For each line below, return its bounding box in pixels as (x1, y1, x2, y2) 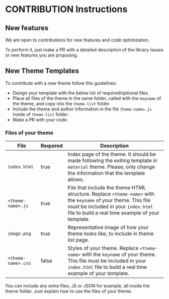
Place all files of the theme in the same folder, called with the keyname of (12, 95, 161, 101)
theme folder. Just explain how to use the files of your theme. (5, 288, 132, 294)
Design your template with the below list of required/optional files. (12, 90, 149, 96)
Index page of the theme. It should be (67, 151, 156, 158)
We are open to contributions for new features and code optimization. (5, 37, 149, 43)
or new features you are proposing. (5, 52, 78, 58)
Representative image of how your (67, 224, 149, 231)
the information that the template (67, 170, 145, 177)
